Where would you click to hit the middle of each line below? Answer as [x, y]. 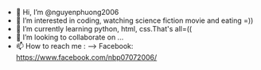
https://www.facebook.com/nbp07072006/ [86, 57]
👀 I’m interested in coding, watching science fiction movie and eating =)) [134, 20]
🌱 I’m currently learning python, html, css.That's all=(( [104, 29]
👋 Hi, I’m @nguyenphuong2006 [67, 12]
